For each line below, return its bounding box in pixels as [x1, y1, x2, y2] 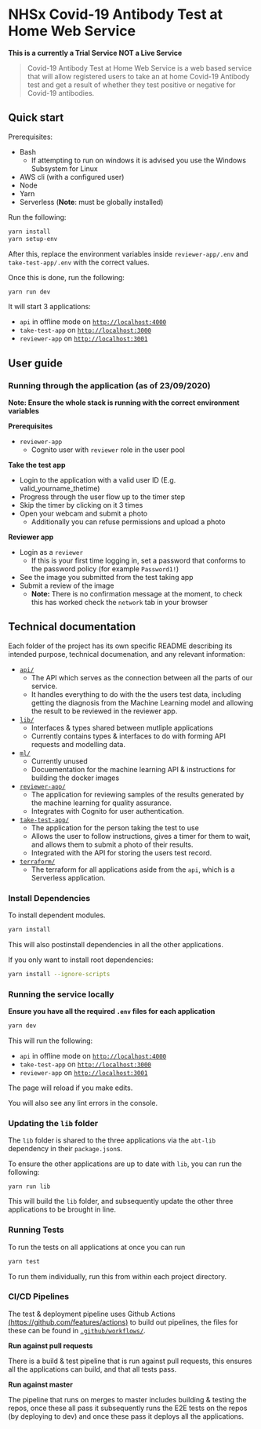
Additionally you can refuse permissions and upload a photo [31, 517, 226, 527]
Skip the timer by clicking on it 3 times [19, 501, 143, 510]
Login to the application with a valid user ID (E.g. [19, 476, 176, 485]
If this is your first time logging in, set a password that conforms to [31, 556, 246, 566]
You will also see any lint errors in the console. [8, 1099, 158, 1108]
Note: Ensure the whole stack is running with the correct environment [8, 398, 240, 407]
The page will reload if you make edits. [8, 1083, 133, 1092]
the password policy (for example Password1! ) [31, 564, 179, 574]
